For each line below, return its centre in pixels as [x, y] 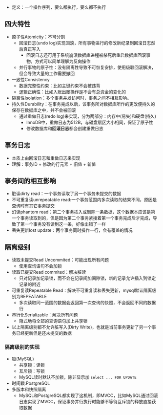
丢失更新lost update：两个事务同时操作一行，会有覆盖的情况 [72, 230]
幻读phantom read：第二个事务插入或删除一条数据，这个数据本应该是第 [83, 212]
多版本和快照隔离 [29, 389]
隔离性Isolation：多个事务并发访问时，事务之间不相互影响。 [71, 98]
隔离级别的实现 [22, 347]
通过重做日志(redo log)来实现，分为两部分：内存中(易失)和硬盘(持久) [88, 116]
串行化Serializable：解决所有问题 [45, 315]
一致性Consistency [31, 79]
